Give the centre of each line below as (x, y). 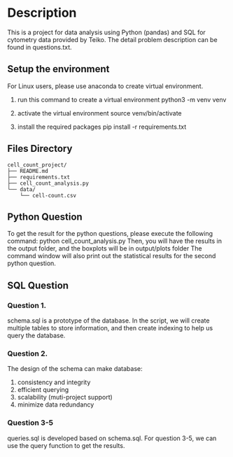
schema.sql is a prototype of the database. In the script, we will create (108, 321)
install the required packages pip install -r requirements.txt (102, 127)
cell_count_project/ (37, 165)
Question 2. (28, 353)
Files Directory (40, 149)
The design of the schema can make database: (75, 369)
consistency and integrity (54, 382)
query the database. (36, 336)
